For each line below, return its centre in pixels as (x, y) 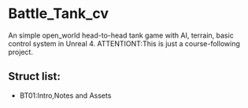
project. (21, 52)
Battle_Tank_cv (58, 14)
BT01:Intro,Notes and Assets (65, 95)
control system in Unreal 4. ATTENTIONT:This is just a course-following (124, 43)
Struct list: (34, 76)
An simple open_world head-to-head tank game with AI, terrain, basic (121, 35)
